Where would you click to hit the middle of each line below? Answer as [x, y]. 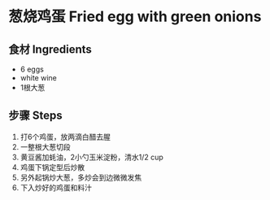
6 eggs [32, 69]
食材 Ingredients [50, 49]
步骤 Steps [35, 116]
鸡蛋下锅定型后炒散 [52, 167]
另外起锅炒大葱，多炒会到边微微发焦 [81, 177]
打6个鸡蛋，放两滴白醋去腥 [65, 137]
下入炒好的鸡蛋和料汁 [56, 187]
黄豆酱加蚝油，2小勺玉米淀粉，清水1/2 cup [92, 157]
